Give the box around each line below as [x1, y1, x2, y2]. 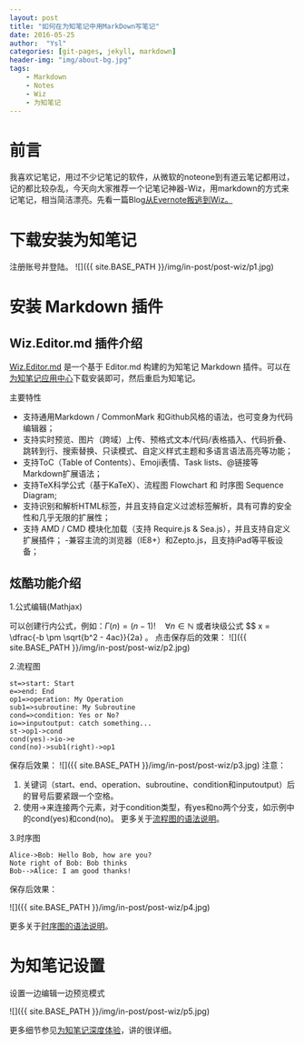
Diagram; [22, 490, 57, 501]
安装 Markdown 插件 [9, 296, 163, 317]
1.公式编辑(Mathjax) [9, 601, 83, 612]
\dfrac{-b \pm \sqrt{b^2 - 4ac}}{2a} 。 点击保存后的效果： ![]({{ [9, 632, 247, 643]
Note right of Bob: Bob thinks [9, 858, 128, 868]
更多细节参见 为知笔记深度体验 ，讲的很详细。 [9, 1025, 177, 1035]
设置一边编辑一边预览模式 [9, 988, 105, 999]
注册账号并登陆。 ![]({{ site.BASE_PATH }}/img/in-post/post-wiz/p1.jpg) [9, 261, 274, 273]
